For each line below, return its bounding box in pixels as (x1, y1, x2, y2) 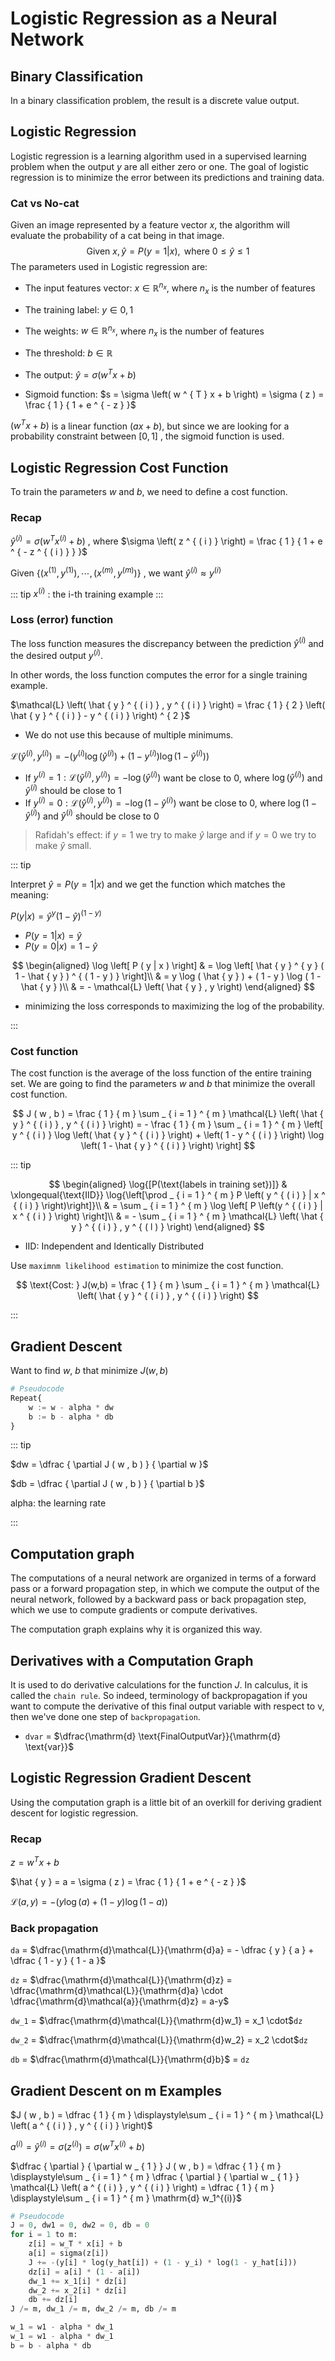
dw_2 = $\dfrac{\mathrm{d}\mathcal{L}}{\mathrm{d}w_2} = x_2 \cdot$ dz (10, 2034, 309, 2046)
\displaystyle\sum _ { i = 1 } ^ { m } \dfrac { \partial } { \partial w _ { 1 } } (10, 2170, 300, 2182)
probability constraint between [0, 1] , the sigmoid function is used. (10, 430, 285, 442)
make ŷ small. (34, 840, 92, 852)
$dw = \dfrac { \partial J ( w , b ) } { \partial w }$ (10, 1458, 209, 1471)
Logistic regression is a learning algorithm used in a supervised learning (10, 150, 307, 162)
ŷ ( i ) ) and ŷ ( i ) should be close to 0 (24, 808, 160, 822)
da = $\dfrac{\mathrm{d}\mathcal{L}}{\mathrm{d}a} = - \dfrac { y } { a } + (10, 1944, 315, 1956)
